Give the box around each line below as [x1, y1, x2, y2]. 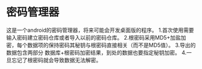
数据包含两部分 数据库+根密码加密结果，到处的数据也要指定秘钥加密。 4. [6, 49, 187, 56]
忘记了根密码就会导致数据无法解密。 [11, 56, 101, 64]
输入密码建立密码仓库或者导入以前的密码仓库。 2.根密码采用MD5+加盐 [6, 34, 181, 41]
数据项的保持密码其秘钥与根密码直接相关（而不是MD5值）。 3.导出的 [27, 41, 196, 49]
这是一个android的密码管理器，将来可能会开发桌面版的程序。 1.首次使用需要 [6, 26, 194, 34]
